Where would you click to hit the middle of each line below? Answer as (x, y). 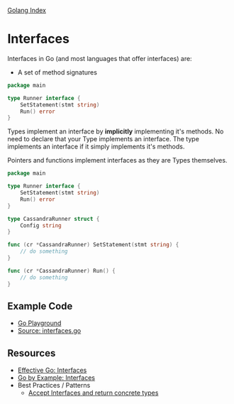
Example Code (40, 306)
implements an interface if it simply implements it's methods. (96, 147)
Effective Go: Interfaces (52, 370)
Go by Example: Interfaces (56, 378)
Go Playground (39, 323)
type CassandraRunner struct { (54, 219)
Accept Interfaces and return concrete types (93, 393)
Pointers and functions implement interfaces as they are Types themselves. (117, 160)
